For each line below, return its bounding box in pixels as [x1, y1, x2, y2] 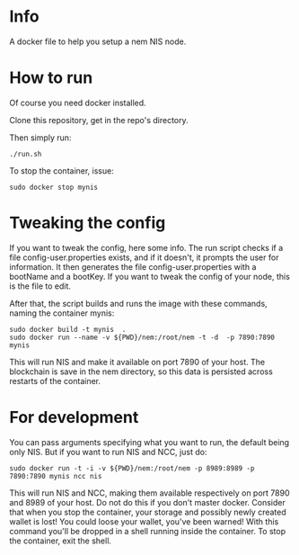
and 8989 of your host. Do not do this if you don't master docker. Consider [9, 497, 286, 507]
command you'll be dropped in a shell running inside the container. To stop [9, 525, 286, 536]
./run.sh [9, 149, 42, 158]
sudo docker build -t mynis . [9, 325, 127, 334]
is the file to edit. [9, 281, 72, 291]
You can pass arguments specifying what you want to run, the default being [9, 436, 290, 447]
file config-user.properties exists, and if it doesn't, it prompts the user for [9, 252, 279, 263]
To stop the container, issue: [9, 165, 114, 176]
